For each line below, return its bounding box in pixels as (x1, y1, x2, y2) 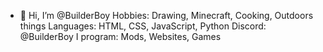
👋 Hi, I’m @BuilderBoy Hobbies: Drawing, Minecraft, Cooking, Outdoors (19, 10, 314, 21)
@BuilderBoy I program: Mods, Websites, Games (19, 31, 222, 42)
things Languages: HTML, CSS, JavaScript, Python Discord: (19, 20, 267, 32)
